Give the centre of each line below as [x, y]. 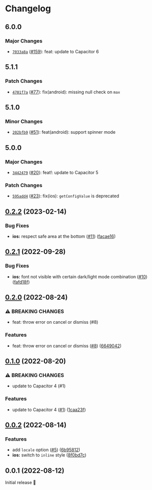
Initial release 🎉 [21, 483]
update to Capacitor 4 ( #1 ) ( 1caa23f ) [49, 410]
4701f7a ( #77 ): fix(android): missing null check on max [66, 92]
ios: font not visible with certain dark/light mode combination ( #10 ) [80, 276]
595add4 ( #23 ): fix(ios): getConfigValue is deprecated [66, 196]
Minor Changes [24, 121]
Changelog [28, 9]
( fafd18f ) [21, 282]
